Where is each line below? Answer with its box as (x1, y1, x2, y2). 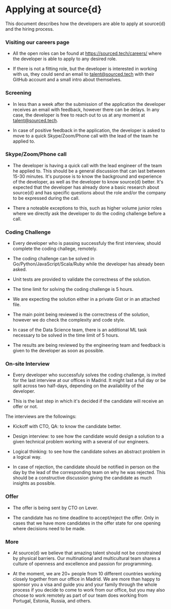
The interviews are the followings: (5, 413, 77, 420)
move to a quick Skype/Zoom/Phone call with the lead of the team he (12, 132, 158, 139)
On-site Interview (5, 360, 50, 368)
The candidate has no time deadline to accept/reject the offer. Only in (12, 514, 159, 521)
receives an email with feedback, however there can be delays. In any (12, 106, 160, 112)
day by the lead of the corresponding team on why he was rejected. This (12, 469, 166, 476)
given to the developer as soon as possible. (12, 348, 105, 354)
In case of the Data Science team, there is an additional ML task (12, 327, 147, 333)
